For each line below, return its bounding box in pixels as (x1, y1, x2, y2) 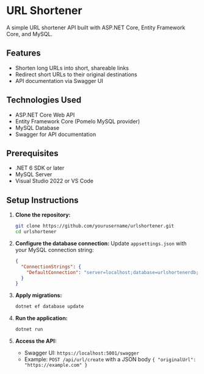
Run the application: (15, 315, 68, 322)
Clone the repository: (15, 211, 71, 218)
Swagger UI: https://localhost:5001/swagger (24, 349, 139, 357)
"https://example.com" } (24, 362, 88, 369)
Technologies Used (6, 95, 81, 106)
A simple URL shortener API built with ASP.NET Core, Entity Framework (6, 24, 186, 31)
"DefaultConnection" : (26, 269, 81, 275)
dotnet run (15, 326, 43, 333)
